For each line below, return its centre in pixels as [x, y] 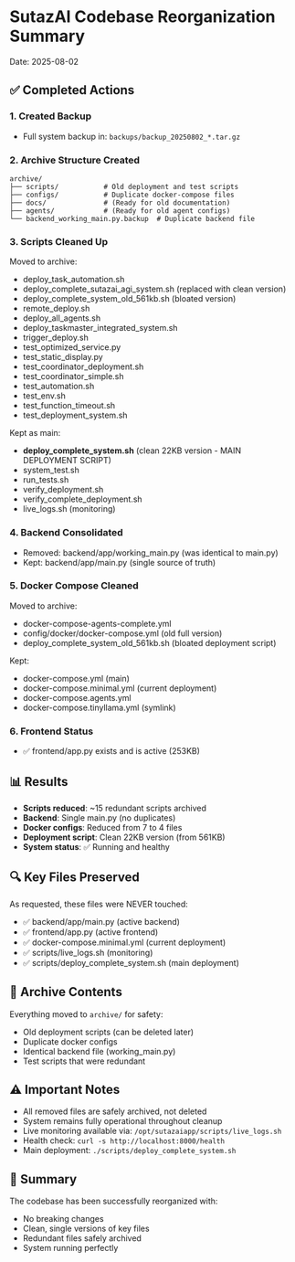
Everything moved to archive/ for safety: [86, 1014]
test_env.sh [44, 396]
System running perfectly [70, 1248]
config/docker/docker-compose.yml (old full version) [122, 633]
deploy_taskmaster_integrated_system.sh [100, 328]
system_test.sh [51, 470]
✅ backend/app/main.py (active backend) [101, 921]
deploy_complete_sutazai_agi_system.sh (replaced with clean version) [154, 289]
